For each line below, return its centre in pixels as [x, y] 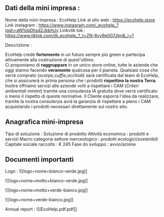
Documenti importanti [39, 159]
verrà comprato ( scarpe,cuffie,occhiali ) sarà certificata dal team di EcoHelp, [82, 75]
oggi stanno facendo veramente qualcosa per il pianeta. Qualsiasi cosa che [82, 70]
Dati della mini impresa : [42, 8]
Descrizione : [18, 45]
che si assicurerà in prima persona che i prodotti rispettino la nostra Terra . [81, 80]
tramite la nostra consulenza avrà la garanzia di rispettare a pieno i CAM [78, 101]
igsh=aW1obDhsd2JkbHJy [32, 30]
